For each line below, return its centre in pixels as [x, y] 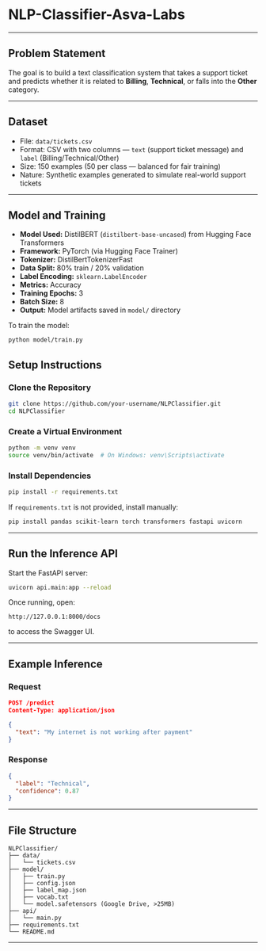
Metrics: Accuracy [50, 285]
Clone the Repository [50, 388]
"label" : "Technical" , [53, 783]
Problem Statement [57, 53]
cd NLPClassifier [37, 411]
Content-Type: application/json [61, 711]
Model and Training [57, 215]
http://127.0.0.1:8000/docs [55, 617]
